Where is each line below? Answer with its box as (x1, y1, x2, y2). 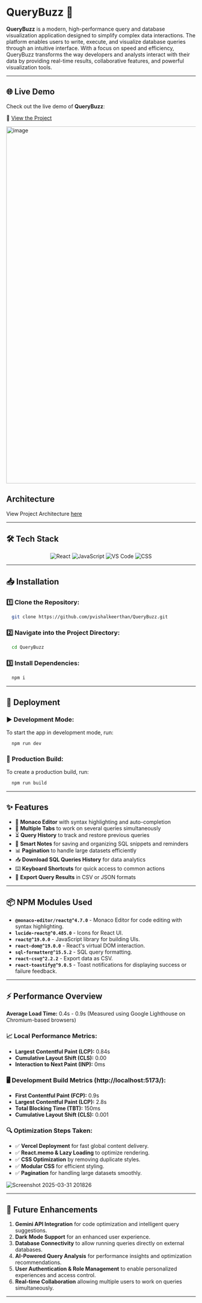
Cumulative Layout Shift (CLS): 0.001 (14, 1111, 109, 1118)
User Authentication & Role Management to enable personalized (14, 1265, 177, 1272)
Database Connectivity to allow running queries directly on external (14, 1240, 185, 1247)
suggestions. (14, 1227, 47, 1234)
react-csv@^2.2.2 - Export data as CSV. (14, 954, 113, 961)
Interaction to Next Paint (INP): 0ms (14, 1061, 105, 1068)
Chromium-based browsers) (6, 1016, 76, 1024)
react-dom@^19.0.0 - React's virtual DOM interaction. (14, 942, 145, 949)
